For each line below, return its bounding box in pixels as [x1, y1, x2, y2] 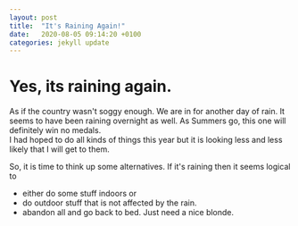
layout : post [9, 13, 58, 22]
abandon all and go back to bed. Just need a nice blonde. [21, 207, 235, 218]
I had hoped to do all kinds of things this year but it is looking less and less [9, 135, 283, 146]
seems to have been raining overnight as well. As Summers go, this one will [9, 115, 286, 126]
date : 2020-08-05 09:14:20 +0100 [9, 29, 142, 38]
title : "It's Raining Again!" [9, 21, 126, 30]
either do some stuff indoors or [21, 188, 137, 199]
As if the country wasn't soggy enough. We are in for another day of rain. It [9, 106, 286, 117]
